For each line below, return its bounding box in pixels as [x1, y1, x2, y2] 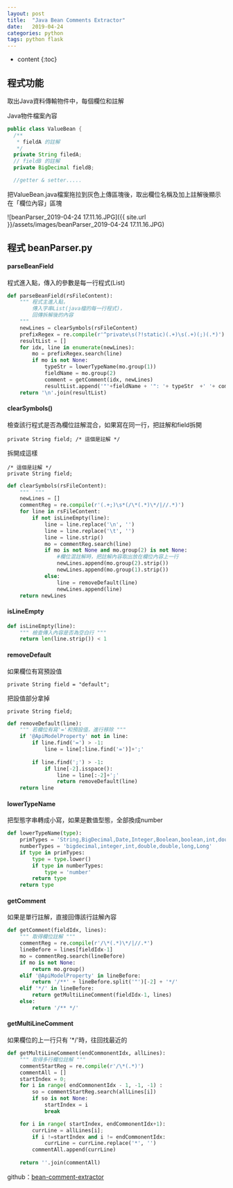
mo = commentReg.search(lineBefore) [19, 952, 126, 960]
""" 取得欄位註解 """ [19, 933, 76, 940]
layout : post [7, 10, 45, 17]
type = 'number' [44, 869, 92, 876]
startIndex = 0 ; [19, 1075, 67, 1082]
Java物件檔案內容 [7, 111, 58, 120]
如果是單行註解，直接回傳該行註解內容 [7, 913, 116, 922]
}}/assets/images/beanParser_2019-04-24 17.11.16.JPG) [7, 220, 165, 228]
